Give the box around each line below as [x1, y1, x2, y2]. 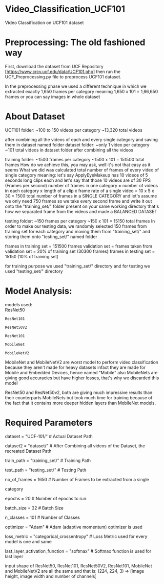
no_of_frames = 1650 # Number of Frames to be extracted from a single [5, 476, 149, 482]
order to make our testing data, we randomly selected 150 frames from [5, 223, 147, 229]
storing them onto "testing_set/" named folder [5, 234, 98, 240]
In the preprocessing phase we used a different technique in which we [5, 83, 146, 89]
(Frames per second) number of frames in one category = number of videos [5, 182, 158, 188]
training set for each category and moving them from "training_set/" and [5, 228, 150, 234]
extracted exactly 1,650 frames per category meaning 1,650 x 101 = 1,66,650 [5, 88, 158, 94]
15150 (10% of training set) [5, 253, 59, 259]
